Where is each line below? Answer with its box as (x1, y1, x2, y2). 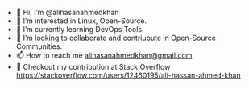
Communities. (15, 42, 63, 51)
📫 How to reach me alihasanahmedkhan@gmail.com (15, 50, 193, 60)
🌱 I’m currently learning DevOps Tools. (15, 25, 144, 34)
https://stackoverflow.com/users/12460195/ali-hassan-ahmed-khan (15, 70, 241, 80)
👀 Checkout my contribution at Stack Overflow (15, 62, 171, 71)
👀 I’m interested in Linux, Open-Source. (15, 16, 147, 26)
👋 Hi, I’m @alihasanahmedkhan (15, 8, 119, 17)
